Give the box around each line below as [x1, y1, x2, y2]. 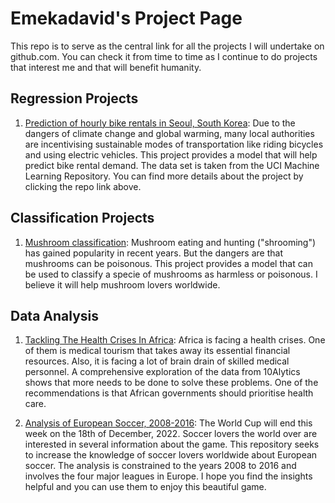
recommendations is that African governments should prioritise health [24, 387, 314, 399]
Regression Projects [10, 90, 139, 107]
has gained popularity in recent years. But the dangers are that [24, 247, 283, 259]
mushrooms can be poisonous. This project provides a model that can [24, 257, 313, 269]
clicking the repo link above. [24, 180, 142, 192]
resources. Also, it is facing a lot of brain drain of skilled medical [24, 355, 290, 367]
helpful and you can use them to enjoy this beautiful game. [24, 481, 267, 493]
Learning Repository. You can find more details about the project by [24, 170, 304, 182]
